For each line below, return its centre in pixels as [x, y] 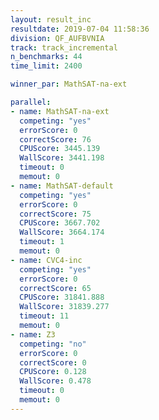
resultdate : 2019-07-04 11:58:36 [80, 29]
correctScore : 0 [53, 362]
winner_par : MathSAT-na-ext [69, 84]
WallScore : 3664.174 [62, 232]
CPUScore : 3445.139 [60, 149]
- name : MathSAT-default [62, 186]
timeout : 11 [44, 316]
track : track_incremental [64, 47]
